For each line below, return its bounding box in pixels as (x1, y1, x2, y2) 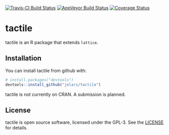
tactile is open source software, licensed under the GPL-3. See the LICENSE (5, 119, 164, 125)
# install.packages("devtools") (5, 77, 74, 82)
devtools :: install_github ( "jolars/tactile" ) (5, 82, 101, 87)
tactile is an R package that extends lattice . (5, 39, 98, 45)
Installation (5, 54, 42, 63)
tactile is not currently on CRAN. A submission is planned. (5, 91, 126, 97)
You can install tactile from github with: (5, 68, 87, 74)
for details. (5, 125, 28, 131)
